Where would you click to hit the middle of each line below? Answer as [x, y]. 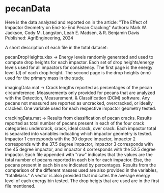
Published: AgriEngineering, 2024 [39, 38]
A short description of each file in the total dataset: [56, 47]
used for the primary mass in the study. [45, 78]
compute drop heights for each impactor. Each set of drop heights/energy [80, 62]
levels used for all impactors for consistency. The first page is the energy [79, 67]
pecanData [28, 9]
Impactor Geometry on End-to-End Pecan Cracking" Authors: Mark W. [76, 27]
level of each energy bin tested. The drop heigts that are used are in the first [82, 181]
